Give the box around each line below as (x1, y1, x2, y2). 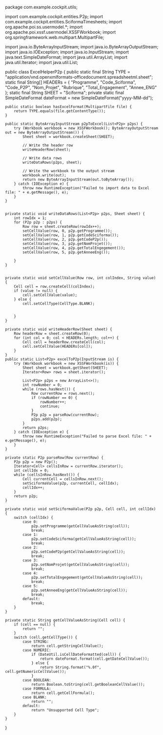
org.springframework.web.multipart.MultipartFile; (5, 34, 104, 40)
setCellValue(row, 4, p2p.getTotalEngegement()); (22, 245, 125, 250)
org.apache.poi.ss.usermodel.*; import (5, 24, 83, 30)
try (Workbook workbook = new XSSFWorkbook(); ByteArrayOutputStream (14, 126, 159, 131)
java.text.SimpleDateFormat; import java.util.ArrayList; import (5, 54, 128, 60)
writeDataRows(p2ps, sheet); (22, 160, 82, 165)
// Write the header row (22, 143, 73, 148)
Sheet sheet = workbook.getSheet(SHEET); (22, 365, 108, 370)
